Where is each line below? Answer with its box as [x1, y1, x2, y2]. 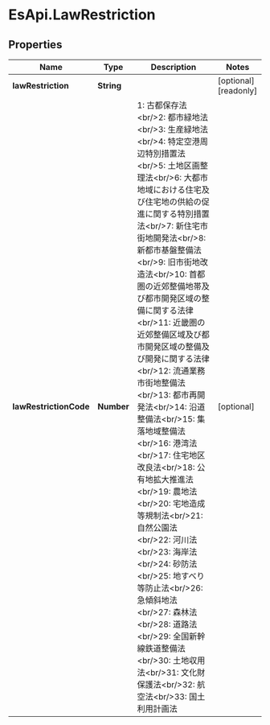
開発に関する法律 [145, 353, 211, 364]
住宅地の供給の [145, 196, 202, 207]
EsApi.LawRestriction [8, 6, 156, 24]
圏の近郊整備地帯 [137, 281, 202, 291]
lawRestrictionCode [12, 401, 90, 412]
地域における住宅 [137, 184, 202, 195]
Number [97, 401, 130, 412]
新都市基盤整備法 [137, 245, 202, 255]
